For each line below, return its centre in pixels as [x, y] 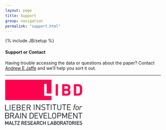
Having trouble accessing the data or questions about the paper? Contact [80, 63]
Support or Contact [25, 52]
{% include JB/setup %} [30, 41]
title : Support [21, 16]
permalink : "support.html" [33, 26]
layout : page [19, 10]
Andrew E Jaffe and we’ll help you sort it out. [51, 68]
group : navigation [24, 21]
